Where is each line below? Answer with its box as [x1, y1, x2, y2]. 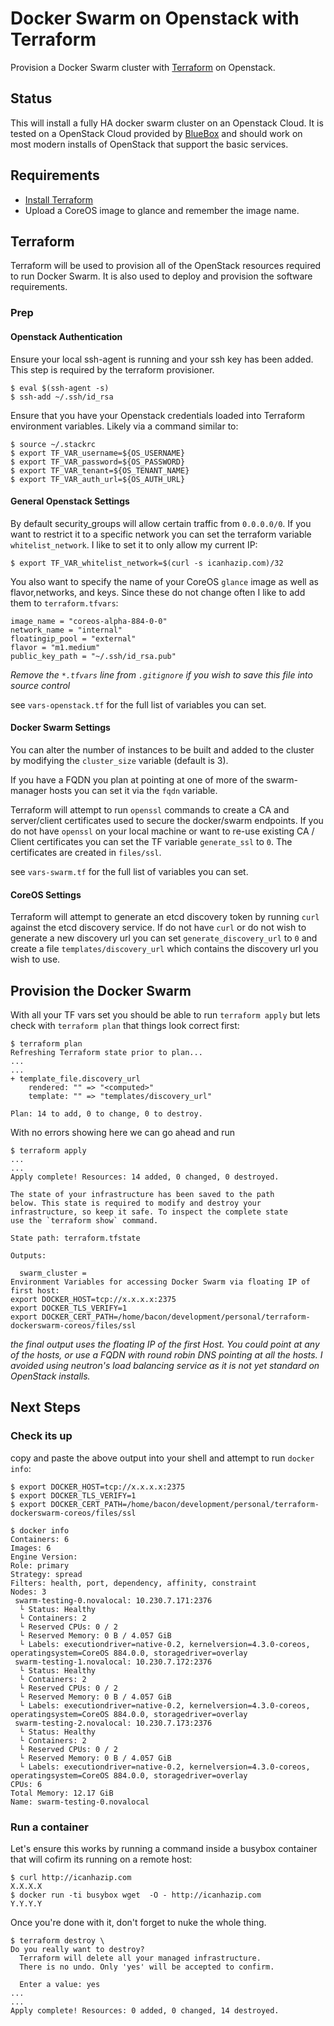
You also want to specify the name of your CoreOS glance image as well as [10, 575, 319, 587]
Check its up [10, 1429, 73, 1443]
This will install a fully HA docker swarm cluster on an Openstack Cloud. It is [10, 117, 324, 129]
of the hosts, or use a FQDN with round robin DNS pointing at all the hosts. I [10, 1348, 323, 1361]
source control [10, 679, 71, 691]
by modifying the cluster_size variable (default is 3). [10, 754, 229, 766]
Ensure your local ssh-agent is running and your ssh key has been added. [10, 353, 314, 365]
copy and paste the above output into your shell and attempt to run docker [10, 1452, 315, 1464]
